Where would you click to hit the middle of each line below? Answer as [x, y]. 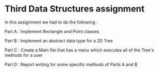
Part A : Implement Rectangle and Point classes [52, 31]
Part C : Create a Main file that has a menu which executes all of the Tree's [79, 50]
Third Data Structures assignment [75, 9]
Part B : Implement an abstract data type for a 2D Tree [59, 41]
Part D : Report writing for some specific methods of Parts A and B [71, 64]
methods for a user [24, 55]
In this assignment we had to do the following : [51, 22]
